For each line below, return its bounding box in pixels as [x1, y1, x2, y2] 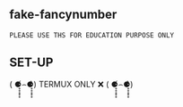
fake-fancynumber [9, 7, 118, 22]
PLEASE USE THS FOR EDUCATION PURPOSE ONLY [9, 30, 175, 39]
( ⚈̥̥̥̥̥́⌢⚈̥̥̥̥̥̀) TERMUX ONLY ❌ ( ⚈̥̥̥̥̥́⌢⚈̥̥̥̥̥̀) [9, 78, 134, 89]
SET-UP [9, 55, 54, 70]
